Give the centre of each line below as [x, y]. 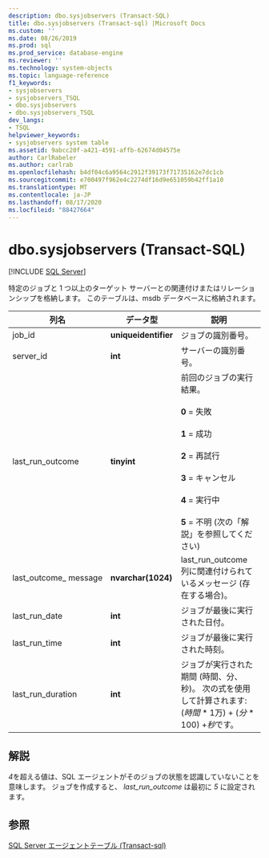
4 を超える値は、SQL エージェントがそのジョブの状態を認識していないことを [134, 777]
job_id [24, 335]
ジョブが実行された [217, 665]
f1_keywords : [30, 83]
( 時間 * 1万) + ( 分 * [217, 713]
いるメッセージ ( [211, 584]
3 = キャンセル [208, 478]
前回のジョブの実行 [217, 378]
